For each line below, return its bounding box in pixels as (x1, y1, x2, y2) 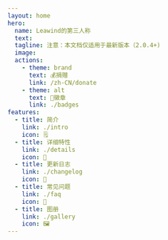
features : (7, 109, 41, 117)
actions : (14, 57, 44, 65)
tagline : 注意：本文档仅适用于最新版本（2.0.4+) (14, 42, 161, 50)
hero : (7, 19, 25, 27)
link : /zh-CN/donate (28, 78, 97, 86)
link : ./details (21, 146, 76, 154)
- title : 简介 (14, 116, 59, 124)
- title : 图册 (14, 205, 59, 213)
